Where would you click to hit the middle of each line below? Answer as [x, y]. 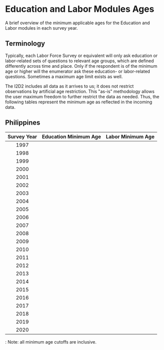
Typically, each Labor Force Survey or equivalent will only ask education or [82, 55]
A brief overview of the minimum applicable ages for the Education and [78, 23]
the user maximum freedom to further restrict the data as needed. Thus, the [82, 96]
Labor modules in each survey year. [41, 28]
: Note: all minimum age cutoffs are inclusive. [51, 342]
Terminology [25, 44]
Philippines [23, 123]
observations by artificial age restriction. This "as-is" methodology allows [80, 91]
